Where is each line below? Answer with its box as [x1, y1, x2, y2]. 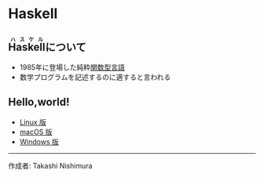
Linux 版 [19, 117, 47, 126]
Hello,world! [8, 96, 70, 109]
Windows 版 [19, 136, 59, 146]
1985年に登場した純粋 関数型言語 [19, 63, 126, 71]
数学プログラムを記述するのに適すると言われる [19, 72, 171, 82]
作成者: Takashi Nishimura [8, 161, 93, 170]
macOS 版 [19, 127, 53, 136]
